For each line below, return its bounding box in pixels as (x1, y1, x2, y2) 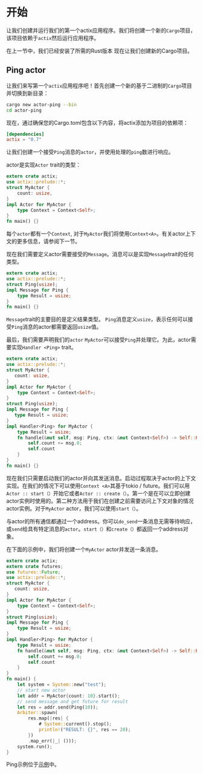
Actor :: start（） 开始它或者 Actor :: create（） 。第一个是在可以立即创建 (6, 489, 191, 497)
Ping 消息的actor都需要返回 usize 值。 (11, 323, 102, 331)
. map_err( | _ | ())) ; (28, 738, 77, 744)
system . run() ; (17, 743, 53, 750)
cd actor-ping (6, 107, 42, 113)
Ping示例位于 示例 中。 (6, 761, 60, 768)
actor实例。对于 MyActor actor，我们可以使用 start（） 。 (6, 504, 142, 512)
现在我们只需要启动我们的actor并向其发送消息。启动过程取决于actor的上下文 (6, 474, 196, 481)
